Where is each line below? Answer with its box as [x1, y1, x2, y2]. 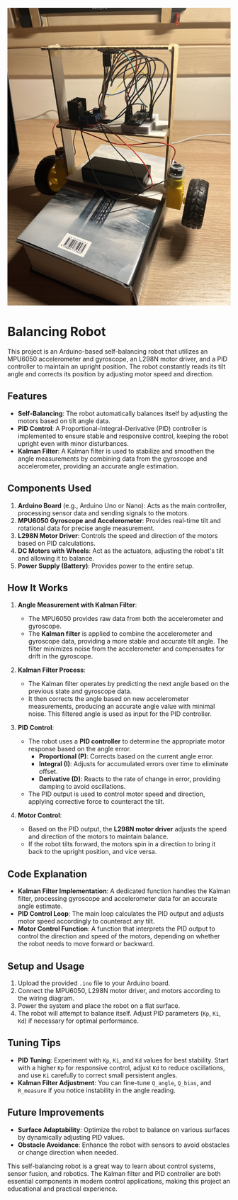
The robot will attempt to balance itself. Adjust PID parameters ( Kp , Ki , [17, 1009, 221, 1017]
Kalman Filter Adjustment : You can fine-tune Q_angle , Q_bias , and [17, 1078, 212, 1087]
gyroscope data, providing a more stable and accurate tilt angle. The [28, 637, 229, 646]
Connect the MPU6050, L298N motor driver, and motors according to [17, 987, 221, 994]
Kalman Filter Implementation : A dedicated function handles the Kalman [17, 887, 231, 895]
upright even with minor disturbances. [17, 439, 129, 447]
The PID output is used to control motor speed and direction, [28, 790, 205, 798]
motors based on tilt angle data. [17, 416, 111, 425]
